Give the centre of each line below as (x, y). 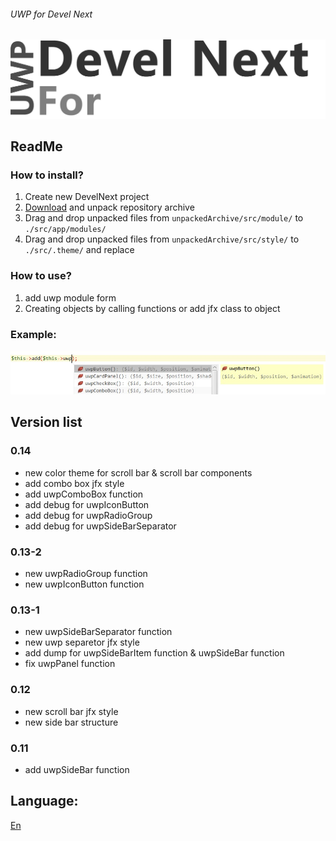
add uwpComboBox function (84, 494)
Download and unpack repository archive (109, 207)
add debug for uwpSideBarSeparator (100, 526)
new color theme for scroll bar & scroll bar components (138, 472)
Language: (44, 801)
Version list (46, 422)
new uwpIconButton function (84, 584)
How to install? (47, 175)
